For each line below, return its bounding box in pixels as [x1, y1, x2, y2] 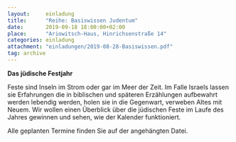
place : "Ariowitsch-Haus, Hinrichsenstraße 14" [7, 30, 167, 37]
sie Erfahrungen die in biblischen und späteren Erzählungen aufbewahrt [7, 90, 218, 99]
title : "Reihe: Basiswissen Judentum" [7, 17, 139, 24]
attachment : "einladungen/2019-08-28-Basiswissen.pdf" [7, 43, 173, 50]
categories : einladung [7, 37, 75, 44]
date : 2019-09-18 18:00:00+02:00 [7, 23, 126, 30]
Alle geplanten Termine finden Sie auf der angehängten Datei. [7, 126, 188, 135]
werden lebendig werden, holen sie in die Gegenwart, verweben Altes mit [7, 97, 222, 106]
